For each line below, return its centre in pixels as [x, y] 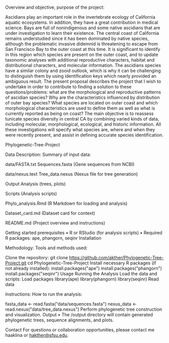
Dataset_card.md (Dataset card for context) [50, 213]
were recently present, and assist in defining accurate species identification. [84, 135]
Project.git [16, 263]
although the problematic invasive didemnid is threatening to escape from [82, 44]
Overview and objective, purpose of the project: [55, 7]
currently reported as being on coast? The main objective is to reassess [79, 113]
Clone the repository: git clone [37, 258]
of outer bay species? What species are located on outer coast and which [82, 103]
